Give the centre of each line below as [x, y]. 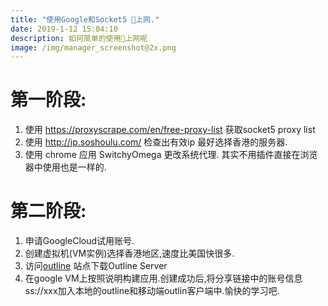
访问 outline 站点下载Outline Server [96, 266]
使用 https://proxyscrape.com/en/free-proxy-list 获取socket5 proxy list [170, 130]
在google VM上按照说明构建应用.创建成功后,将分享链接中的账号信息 [163, 278]
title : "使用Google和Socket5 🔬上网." [85, 19]
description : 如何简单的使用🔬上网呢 [79, 38]
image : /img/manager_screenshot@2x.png [93, 47]
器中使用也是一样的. [65, 167]
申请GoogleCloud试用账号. [79, 241]
